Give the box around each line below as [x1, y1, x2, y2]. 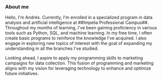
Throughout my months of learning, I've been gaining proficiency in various [5, 25, 158, 31]
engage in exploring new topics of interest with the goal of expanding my [5, 40, 153, 46]
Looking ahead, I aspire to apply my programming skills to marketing [5, 55, 143, 61]
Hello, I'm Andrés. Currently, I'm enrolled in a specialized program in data [5, 15, 153, 20]
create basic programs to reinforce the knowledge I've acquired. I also [5, 35, 147, 41]
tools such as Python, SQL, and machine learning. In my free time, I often [5, 30, 152, 36]
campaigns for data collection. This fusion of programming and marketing [5, 60, 154, 66]
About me [5, 3, 29, 10]
